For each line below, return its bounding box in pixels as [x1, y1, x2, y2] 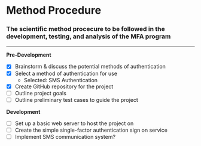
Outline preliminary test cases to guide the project [14, 96, 139, 103]
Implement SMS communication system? [14, 133, 115, 140]
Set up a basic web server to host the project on [14, 120, 134, 127]
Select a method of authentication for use [14, 70, 118, 77]
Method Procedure [6, 4, 102, 17]
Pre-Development [6, 51, 52, 58]
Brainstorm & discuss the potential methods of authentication [14, 63, 166, 70]
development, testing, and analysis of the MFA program [6, 32, 171, 41]
